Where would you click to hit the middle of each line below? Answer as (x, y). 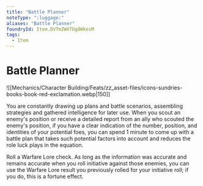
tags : (13, 35)
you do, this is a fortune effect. (45, 176)
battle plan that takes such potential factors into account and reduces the (98, 138)
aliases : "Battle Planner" (41, 23)
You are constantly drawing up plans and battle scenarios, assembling (95, 106)
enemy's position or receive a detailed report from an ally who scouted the (100, 119)
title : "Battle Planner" (38, 12)
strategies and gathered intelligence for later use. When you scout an (94, 112)
